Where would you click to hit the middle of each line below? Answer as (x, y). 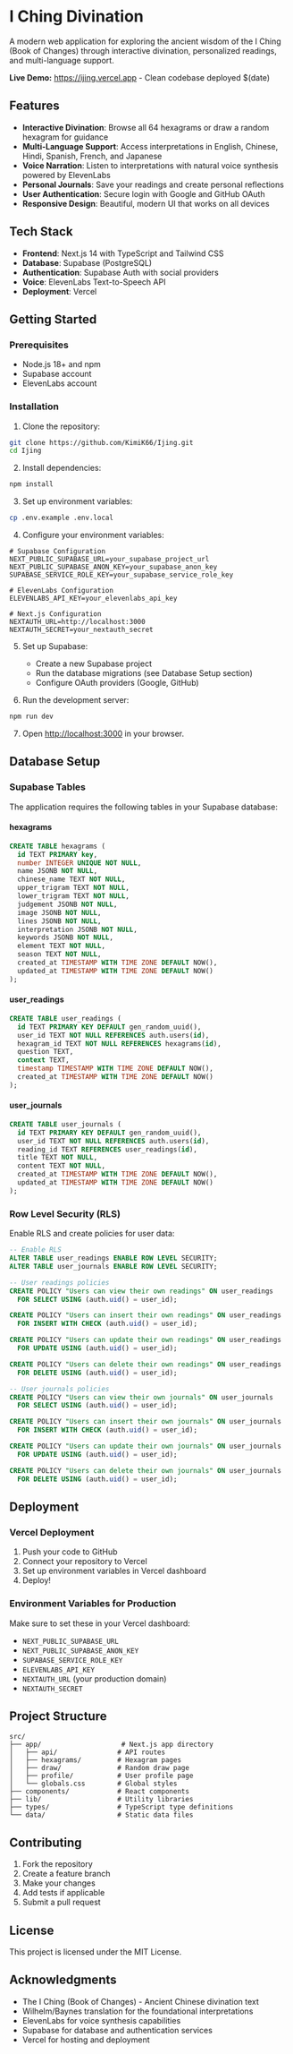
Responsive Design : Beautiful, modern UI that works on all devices (146, 203)
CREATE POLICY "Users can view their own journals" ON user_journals (142, 1397)
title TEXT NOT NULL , (58, 1158)
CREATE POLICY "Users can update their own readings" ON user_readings (145, 1340)
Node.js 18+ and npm (61, 364)
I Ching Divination (77, 17)
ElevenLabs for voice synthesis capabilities (101, 2020)
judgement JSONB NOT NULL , (67, 904)
